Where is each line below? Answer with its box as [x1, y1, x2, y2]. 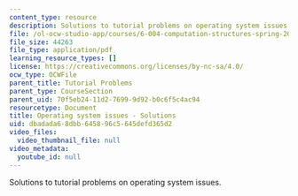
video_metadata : [9, 144, 69, 153]
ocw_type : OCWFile [9, 71, 77, 79]
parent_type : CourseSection [9, 87, 114, 95]
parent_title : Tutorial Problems [9, 79, 133, 87]
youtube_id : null [17, 152, 82, 162]
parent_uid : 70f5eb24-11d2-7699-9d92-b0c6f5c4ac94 [9, 94, 200, 104]
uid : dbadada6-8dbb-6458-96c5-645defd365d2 [9, 120, 173, 129]
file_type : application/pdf [9, 46, 114, 55]
